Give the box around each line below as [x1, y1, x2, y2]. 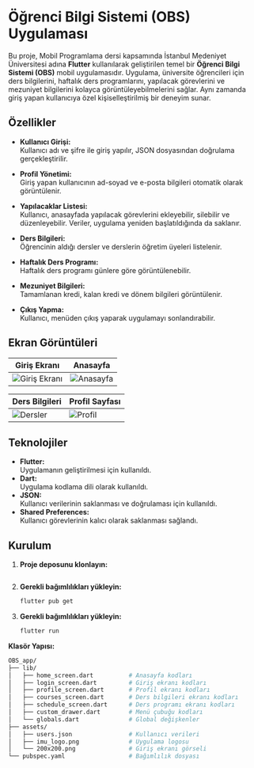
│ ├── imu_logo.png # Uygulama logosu [8, 737, 190, 746]
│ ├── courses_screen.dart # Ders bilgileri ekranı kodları [8, 694, 239, 701]
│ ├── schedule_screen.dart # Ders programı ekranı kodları [8, 701, 236, 709]
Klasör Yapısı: [8, 641, 55, 651]
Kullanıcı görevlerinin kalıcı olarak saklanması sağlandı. [19, 515, 199, 526]
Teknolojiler [8, 435, 68, 449]
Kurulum [8, 538, 52, 552]
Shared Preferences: [19, 508, 89, 517]
